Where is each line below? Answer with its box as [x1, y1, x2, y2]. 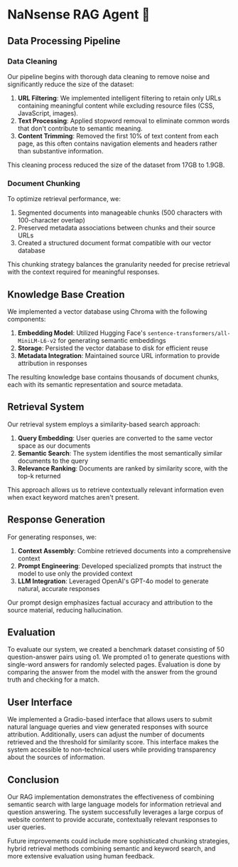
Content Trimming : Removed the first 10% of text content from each [17, 131, 219, 140]
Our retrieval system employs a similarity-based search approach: [7, 420, 200, 429]
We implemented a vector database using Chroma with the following [7, 307, 207, 316]
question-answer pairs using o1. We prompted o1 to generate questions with [7, 652, 229, 662]
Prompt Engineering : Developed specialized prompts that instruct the [17, 561, 222, 570]
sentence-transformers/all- [147, 329, 231, 337]
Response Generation [7, 513, 105, 526]
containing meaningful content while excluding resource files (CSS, [17, 101, 215, 110]
